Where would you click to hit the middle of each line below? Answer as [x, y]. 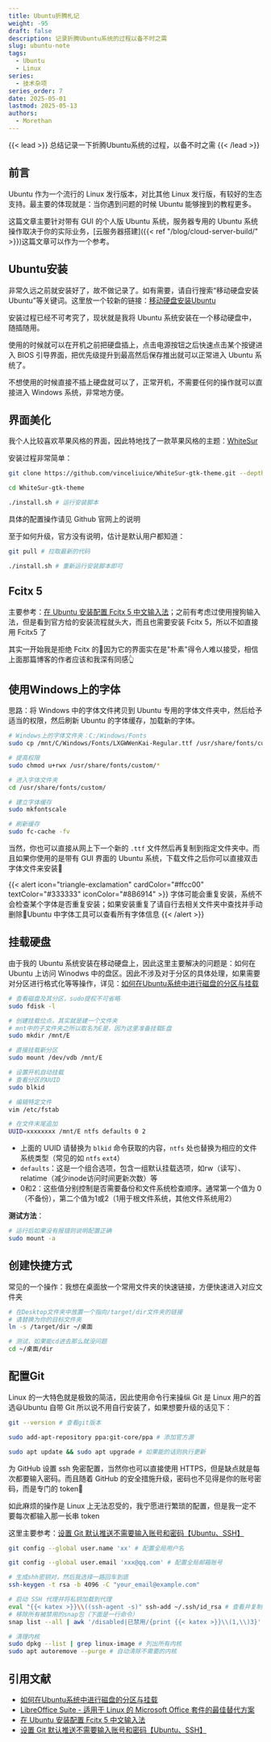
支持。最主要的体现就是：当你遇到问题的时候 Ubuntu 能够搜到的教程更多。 [132, 204]
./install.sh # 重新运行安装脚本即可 [66, 566]
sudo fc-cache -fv [39, 832]
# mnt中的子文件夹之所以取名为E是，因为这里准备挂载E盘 [90, 1028]
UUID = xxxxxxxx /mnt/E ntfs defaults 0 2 [77, 1131]
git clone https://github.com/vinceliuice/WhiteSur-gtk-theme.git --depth [137, 473]
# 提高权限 [24, 758]
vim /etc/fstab [34, 1110]
